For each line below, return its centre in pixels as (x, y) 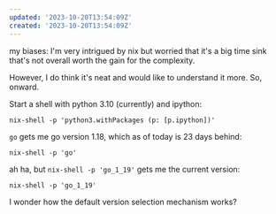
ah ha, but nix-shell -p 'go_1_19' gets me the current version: (125, 169)
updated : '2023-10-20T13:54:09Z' (71, 17)
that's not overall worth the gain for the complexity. (102, 60)
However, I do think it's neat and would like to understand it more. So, (136, 77)
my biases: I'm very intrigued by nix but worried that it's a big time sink (138, 50)
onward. (24, 87)
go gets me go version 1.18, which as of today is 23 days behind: (126, 136)
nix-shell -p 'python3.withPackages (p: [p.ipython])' (112, 120)
